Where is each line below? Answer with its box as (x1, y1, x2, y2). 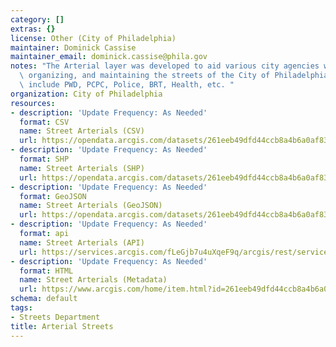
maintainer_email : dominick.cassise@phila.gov (10, 52, 208, 62)
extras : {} (10, 24, 56, 34)
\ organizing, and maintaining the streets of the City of (19, 71, 271, 81)
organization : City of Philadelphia (10, 89, 163, 99)
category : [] (10, 14, 65, 25)
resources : (10, 98, 56, 108)
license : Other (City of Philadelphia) (10, 33, 177, 43)
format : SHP (19, 154, 70, 164)
